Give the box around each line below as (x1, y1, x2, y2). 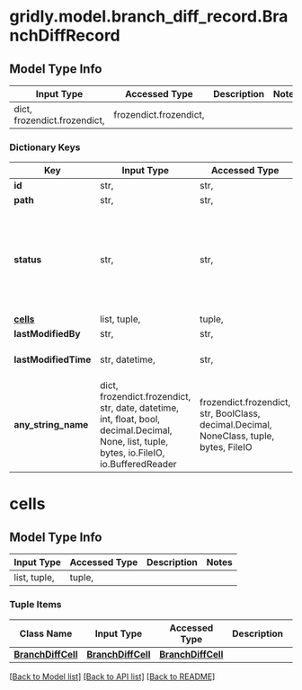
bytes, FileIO (199, 441, 253, 454)
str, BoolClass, (199, 407, 261, 420)
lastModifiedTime (13, 353, 92, 366)
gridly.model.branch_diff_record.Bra (9, 6, 289, 27)
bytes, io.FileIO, (100, 447, 165, 459)
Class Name (19, 627, 73, 640)
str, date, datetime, (100, 402, 180, 414)
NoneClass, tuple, (199, 429, 275, 442)
